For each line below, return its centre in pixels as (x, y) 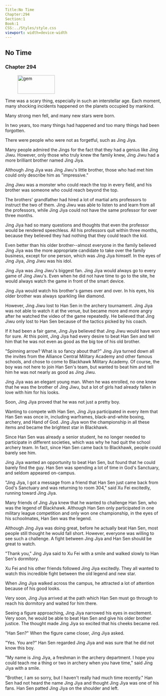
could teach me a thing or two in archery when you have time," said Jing (79, 663)
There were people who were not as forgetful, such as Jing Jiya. (71, 140)
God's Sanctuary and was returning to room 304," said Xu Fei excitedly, (78, 488)
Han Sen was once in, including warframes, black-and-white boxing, (75, 416)
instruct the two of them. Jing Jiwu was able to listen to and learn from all (80, 205)
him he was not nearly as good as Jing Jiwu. (51, 372)
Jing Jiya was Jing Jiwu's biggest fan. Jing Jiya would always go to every (81, 270)
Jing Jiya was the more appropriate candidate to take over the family (75, 250)
